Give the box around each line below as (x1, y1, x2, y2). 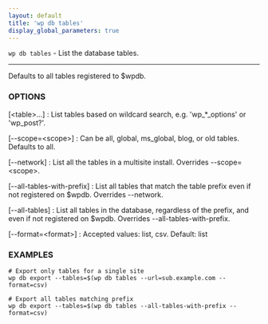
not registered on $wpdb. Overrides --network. (8, 189, 164, 200)
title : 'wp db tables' (8, 19, 84, 27)
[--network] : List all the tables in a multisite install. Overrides (8, 157, 209, 167)
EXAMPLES (8, 249, 53, 260)
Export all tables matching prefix (15, 294, 134, 303)
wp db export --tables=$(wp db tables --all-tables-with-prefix (8, 302, 227, 310)
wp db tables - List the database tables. (8, 49, 140, 58)
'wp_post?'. (8, 117, 46, 128)
